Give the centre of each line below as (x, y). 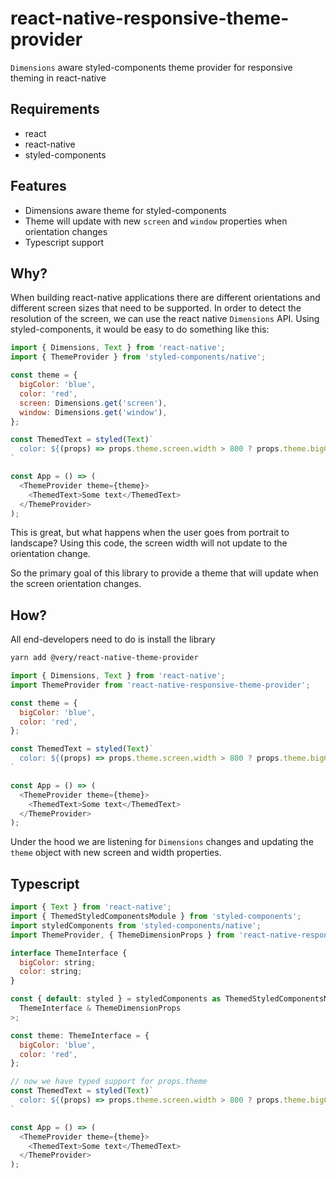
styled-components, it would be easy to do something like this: (140, 329)
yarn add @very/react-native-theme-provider (104, 658)
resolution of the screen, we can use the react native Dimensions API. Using (165, 319)
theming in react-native (58, 78)
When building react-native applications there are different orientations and (165, 298)
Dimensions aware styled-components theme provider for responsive (151, 67)
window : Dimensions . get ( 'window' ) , (93, 412)
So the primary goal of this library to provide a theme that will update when (164, 573)
